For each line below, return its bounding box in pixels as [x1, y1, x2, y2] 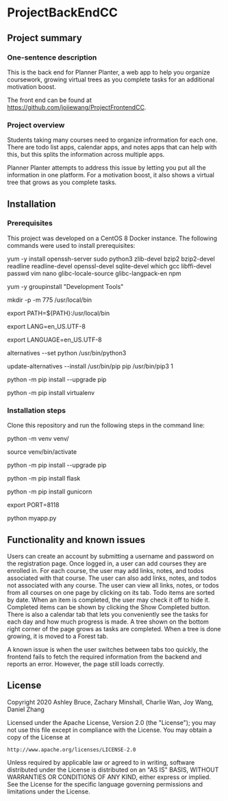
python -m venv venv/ [7, 435, 70, 443]
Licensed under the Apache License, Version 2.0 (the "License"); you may [7, 718, 216, 726]
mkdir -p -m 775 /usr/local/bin [7, 296, 92, 304]
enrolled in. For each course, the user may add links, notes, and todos [7, 566, 204, 574]
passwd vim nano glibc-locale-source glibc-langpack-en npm [7, 269, 181, 277]
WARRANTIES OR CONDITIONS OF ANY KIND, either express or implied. [7, 772, 211, 781]
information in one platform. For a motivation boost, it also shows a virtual [7, 171, 214, 179]
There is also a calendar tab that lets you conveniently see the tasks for [7, 610, 209, 618]
